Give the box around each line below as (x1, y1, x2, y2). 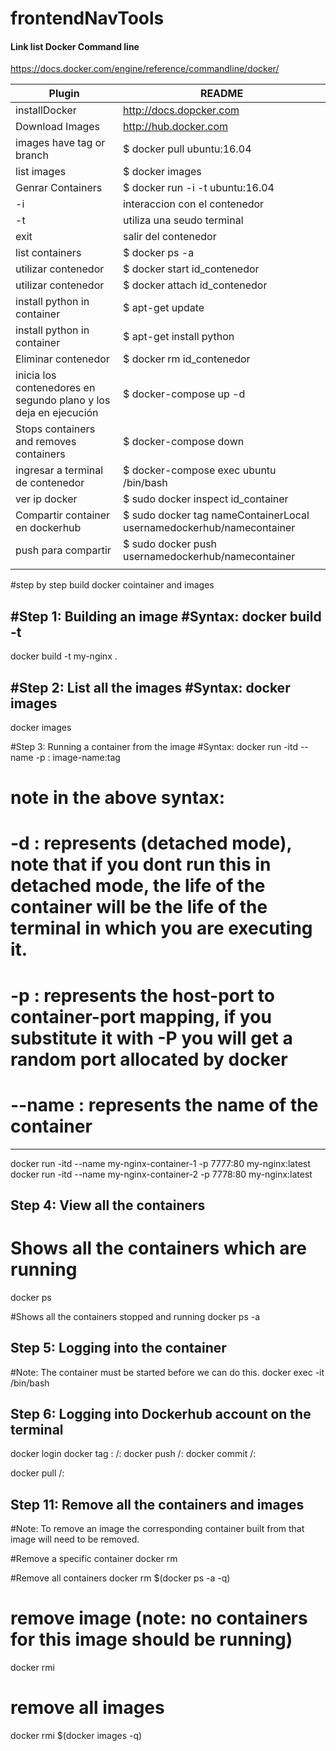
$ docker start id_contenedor (123, 262, 260, 276)
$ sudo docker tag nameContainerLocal (123, 508, 310, 522)
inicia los (15, 368, 57, 382)
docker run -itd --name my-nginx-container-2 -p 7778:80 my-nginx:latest (10, 1168, 313, 1180)
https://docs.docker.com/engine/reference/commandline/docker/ (10, 63, 280, 75)
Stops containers (15, 422, 96, 436)
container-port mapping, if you (10, 1005, 272, 1028)
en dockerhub (15, 521, 82, 535)
